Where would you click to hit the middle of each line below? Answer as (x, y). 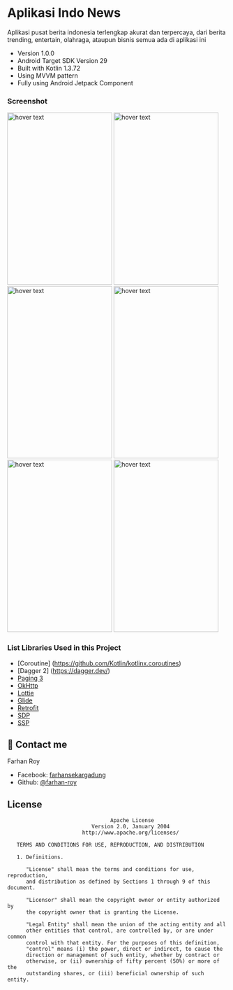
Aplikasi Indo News (64, 13)
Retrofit (28, 707)
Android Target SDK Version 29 (62, 60)
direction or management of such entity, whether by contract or (122, 955)
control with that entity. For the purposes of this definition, (122, 943)
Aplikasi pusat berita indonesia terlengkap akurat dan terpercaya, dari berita (116, 32)
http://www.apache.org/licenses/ (130, 833)
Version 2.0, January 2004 (131, 827)
